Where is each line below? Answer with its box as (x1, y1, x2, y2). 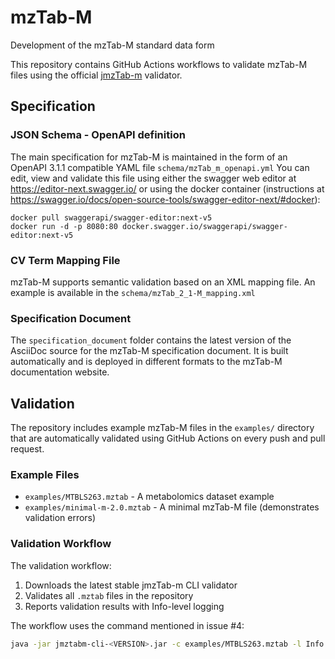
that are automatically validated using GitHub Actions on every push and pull (10, 432, 326, 445)
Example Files (10, 467, 80, 481)
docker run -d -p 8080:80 (10, 221, 118, 231)
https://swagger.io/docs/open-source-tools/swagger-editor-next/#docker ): (10, 193, 321, 205)
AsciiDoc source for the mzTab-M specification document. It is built (10, 345, 289, 357)
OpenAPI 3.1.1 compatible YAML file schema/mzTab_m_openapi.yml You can (10, 161, 310, 173)
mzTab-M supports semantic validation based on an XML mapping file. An (10, 276, 316, 288)
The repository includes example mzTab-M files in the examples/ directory (10, 422, 315, 434)
